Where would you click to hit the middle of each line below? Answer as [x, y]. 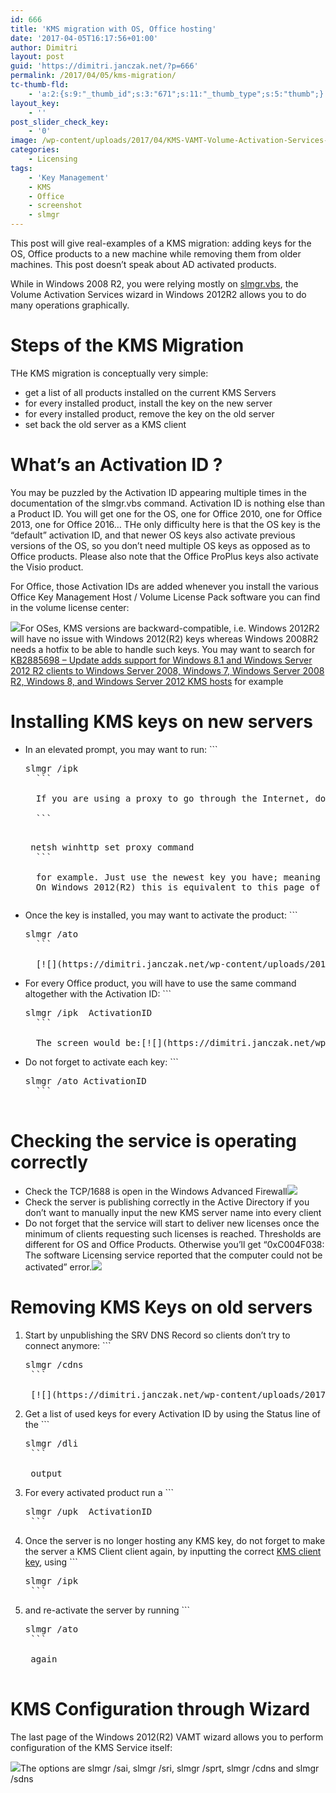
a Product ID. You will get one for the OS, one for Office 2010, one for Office [166, 513]
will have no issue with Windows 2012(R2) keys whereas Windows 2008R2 [164, 638]
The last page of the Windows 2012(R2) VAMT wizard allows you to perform [167, 1737]
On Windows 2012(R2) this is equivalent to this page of [178, 887]
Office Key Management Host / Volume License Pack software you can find [165, 597]
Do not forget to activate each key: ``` [101, 1062]
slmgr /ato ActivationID [85, 1080]
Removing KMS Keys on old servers [161, 1307]
